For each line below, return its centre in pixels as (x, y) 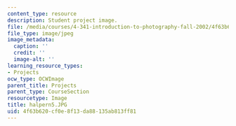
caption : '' (31, 46)
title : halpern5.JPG (38, 105)
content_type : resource (42, 14)
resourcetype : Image (38, 99)
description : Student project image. (63, 20)
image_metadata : (31, 40)
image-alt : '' (34, 59)
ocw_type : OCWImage (36, 79)
